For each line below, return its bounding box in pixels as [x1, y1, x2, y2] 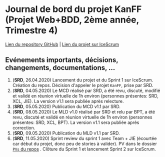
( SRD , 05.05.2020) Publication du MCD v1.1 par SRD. [12, 103, 121, 109]
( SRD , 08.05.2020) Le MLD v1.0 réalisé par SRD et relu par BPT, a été [12, 108, 155, 114]
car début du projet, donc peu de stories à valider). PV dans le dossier [12, 140, 157, 146]
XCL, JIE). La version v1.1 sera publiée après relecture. [12, 98, 124, 104]
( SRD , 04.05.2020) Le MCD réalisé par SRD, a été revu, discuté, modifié [12, 87, 160, 93]
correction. [12, 124, 35, 130]
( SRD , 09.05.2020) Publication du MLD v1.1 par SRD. [12, 130, 120, 136]
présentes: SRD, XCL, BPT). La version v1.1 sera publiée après [12, 119, 139, 125]
